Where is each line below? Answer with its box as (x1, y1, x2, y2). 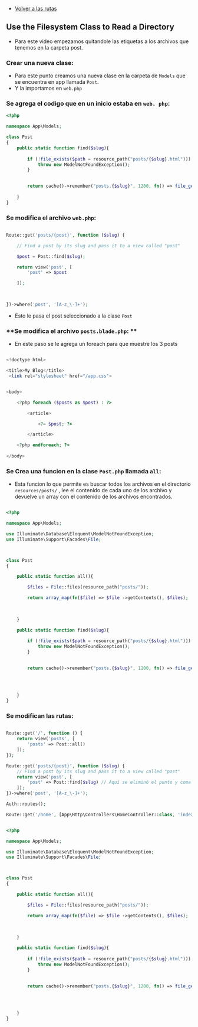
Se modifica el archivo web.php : (6, 214, 96, 222)
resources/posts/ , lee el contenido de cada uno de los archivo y (14, 487, 172, 494)
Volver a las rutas (14, 5, 57, 12)
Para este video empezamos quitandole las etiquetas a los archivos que (14, 38, 189, 45)
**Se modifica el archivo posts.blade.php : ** (6, 327, 137, 335)
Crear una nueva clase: (6, 58, 74, 67)
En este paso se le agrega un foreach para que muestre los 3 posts (14, 341, 178, 348)
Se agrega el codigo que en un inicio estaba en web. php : (6, 100, 170, 108)
